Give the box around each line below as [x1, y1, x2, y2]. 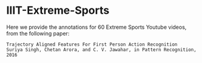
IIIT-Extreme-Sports [6, 4, 110, 17]
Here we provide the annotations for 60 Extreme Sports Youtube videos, [6, 23, 187, 31]
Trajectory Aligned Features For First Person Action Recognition [6, 41, 178, 47]
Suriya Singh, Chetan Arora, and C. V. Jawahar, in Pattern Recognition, [6, 46, 197, 53]
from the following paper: [6, 29, 70, 37]
